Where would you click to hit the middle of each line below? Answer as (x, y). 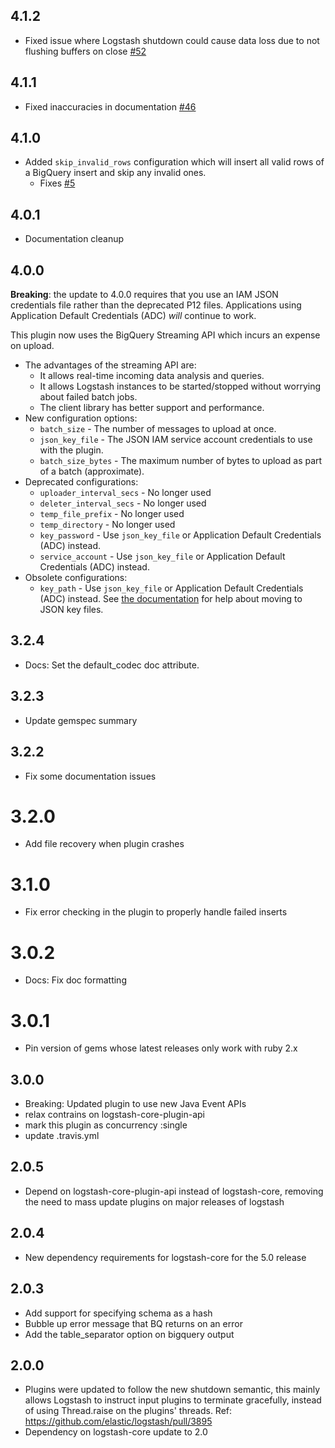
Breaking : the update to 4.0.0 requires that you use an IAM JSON (144, 295)
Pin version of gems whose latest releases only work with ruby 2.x (161, 1048)
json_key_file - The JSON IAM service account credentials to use (176, 440)
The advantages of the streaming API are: (110, 365)
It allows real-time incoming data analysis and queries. (152, 376)
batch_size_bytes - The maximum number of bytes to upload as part (181, 461)
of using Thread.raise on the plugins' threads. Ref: (128, 1411)
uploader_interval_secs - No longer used (125, 493)
